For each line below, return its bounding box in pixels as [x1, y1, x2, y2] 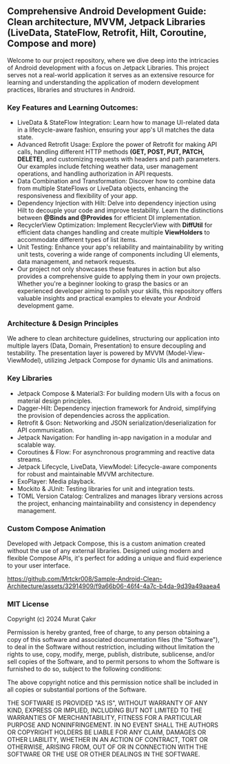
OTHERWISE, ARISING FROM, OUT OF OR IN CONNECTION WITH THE [7, 743, 208, 751]
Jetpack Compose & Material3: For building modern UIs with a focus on [17, 389, 220, 397]
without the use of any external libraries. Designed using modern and [7, 547, 204, 554]
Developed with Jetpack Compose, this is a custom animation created [7, 539, 206, 547]
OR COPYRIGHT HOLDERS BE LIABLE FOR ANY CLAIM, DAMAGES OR [7, 728, 207, 736]
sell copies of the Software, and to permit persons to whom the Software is [7, 658, 220, 666]
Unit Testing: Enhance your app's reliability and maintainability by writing [17, 243, 224, 251]
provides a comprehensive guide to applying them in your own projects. [17, 272, 222, 281]
